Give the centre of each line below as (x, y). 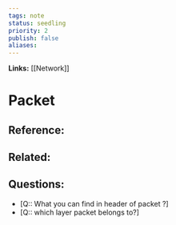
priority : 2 (28, 30)
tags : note (26, 16)
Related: (30, 157)
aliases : (23, 46)
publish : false (34, 38)
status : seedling (37, 23)
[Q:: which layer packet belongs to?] (80, 212)
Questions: (36, 185)
